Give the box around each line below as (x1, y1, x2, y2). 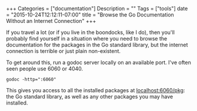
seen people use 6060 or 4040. (6, 65, 84, 72)
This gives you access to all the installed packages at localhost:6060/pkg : (6, 87, 185, 93)
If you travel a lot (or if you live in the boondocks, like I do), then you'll (6, 29, 175, 36)
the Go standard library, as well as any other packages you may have (6, 93, 173, 100)
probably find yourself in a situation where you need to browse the (6, 35, 168, 42)
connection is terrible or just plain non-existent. (6, 48, 121, 55)
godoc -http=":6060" (6, 76, 57, 82)
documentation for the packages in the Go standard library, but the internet (6, 41, 188, 48)
